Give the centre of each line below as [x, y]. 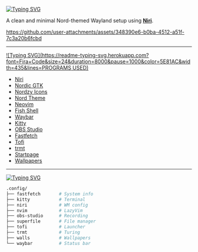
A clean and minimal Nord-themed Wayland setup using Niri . [80, 20]
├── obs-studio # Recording [47, 216]
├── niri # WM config [47, 205]
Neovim [24, 104]
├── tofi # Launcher [46, 227]
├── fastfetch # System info [50, 194]
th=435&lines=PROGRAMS [39, 68]
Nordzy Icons [31, 92]
